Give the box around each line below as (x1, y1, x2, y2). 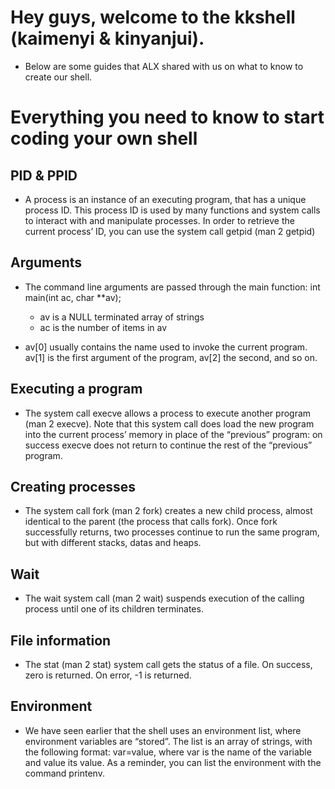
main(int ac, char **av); (24, 291, 122, 303)
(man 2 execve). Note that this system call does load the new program (24, 417, 315, 430)
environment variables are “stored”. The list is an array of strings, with (24, 735, 313, 747)
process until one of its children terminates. (24, 603, 204, 615)
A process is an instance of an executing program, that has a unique (24, 193, 307, 205)
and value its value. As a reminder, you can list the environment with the (24, 756, 322, 768)
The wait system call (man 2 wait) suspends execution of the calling (24, 592, 305, 605)
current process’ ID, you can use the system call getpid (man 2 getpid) (24, 225, 316, 237)
